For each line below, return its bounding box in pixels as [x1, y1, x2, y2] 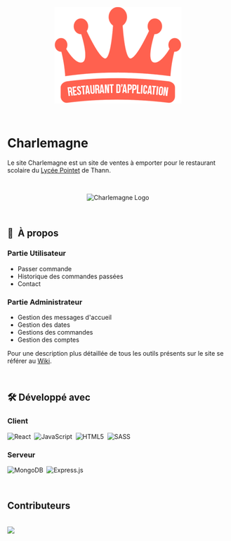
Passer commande [17, 264, 72, 273]
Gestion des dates [17, 321, 70, 329]
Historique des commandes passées [17, 272, 124, 280]
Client [7, 416, 28, 426]
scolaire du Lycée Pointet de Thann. [7, 166, 111, 174]
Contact [17, 279, 41, 288]
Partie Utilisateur [7, 249, 67, 259]
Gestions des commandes [17, 328, 93, 336]
